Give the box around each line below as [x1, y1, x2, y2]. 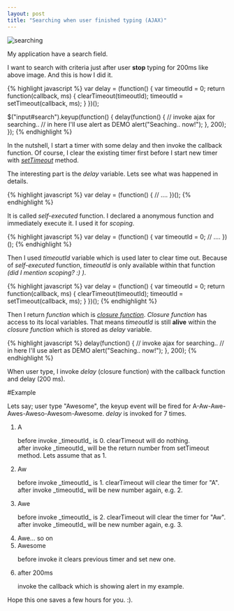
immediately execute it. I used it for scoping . [7, 218, 135, 227]
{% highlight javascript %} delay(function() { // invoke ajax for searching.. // [7, 339, 225, 347]
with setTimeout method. [7, 155, 79, 164]
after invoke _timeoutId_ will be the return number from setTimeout [17, 444, 210, 452]
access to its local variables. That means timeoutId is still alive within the [7, 318, 217, 326]
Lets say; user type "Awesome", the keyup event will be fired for [7, 402, 191, 410]
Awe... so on [17, 533, 54, 542]
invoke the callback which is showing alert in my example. [17, 582, 184, 590]
